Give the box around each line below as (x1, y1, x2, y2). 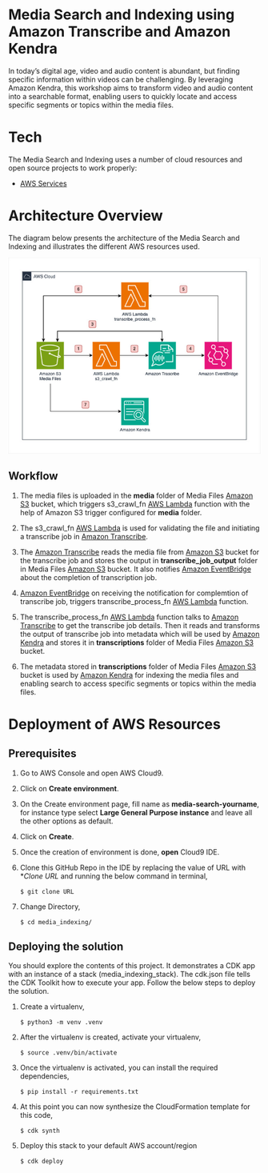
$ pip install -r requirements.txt (19, 1088, 139, 1096)
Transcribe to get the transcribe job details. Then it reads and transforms (19, 620, 260, 630)
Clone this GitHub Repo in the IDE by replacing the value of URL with (19, 863, 246, 872)
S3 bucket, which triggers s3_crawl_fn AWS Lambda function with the (19, 498, 250, 509)
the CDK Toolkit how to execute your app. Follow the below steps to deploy (8, 978, 256, 987)
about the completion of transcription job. (19, 572, 158, 582)
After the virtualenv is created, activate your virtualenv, (19, 1032, 202, 1042)
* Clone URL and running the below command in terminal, (19, 871, 208, 881)
